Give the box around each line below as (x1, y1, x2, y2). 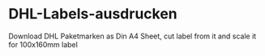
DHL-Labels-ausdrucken (8, 5, 178, 23)
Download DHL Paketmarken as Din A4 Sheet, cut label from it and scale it (8, 31, 257, 41)
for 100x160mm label (8, 39, 79, 49)
